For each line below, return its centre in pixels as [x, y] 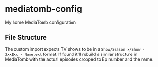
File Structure [26, 37]
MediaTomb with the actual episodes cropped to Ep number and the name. [79, 59]
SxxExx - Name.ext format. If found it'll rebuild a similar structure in [71, 54]
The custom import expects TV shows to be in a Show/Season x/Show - [75, 49]
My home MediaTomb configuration [41, 22]
